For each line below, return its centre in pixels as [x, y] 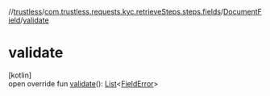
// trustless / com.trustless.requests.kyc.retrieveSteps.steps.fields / [116, 12]
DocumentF [242, 12]
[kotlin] [20, 75]
